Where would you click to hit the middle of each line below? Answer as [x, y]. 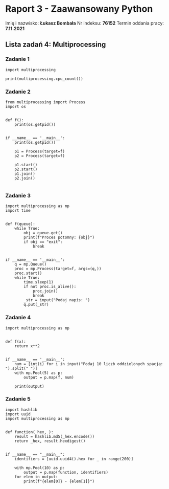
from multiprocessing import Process [45, 102]
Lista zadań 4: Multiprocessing [56, 45]
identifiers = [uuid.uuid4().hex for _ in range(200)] [74, 459]
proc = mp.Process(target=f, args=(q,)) [58, 269]
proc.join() [45, 291]
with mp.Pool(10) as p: [40, 468]
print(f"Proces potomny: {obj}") [59, 238]
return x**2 [27, 346]
